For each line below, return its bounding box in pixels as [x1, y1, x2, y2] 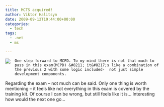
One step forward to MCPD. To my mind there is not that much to [15, 58, 154, 63]
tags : [5, 31, 17, 36]
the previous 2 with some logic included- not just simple [15, 67, 143, 72]
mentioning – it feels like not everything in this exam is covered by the [5, 85, 150, 91]
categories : [5, 21, 30, 27]
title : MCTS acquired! [5, 7, 53, 13]
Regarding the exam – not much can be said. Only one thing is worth [5, 80, 147, 86]
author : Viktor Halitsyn [5, 12, 57, 17]
